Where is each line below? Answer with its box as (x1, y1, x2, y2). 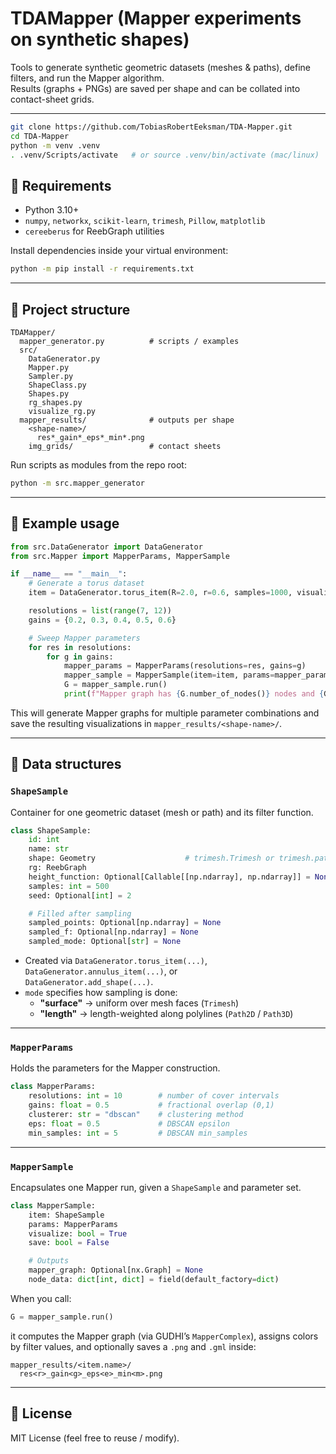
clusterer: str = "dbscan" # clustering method (28, 1109, 244, 1119)
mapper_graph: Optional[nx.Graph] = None (28, 1265, 203, 1276)
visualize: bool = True (28, 1228, 128, 1239)
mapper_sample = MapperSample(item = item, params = (63, 670, 275, 681)
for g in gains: (46, 652, 114, 662)
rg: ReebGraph (28, 863, 87, 873)
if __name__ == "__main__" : (10, 569, 128, 579)
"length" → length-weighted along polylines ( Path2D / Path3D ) (39, 1008, 294, 1020)
